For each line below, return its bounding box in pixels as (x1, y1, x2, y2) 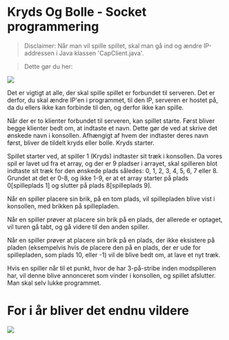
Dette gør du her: (23, 62, 73, 70)
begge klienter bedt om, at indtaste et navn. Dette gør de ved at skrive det (7, 123, 218, 132)
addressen (23, 49, 55, 57)
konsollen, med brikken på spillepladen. (7, 201, 120, 210)
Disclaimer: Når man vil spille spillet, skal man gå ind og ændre (23, 41, 202, 50)
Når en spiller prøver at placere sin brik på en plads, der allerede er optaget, (7, 215, 223, 223)
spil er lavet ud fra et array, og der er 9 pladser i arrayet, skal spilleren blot (7, 159, 218, 168)
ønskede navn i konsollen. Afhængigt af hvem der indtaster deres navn (7, 131, 209, 139)
